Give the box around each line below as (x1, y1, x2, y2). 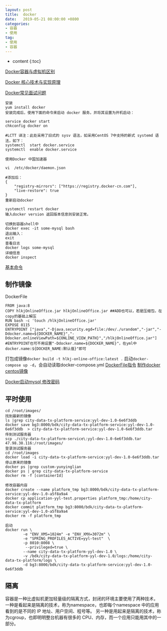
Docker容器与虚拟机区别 (5, 68, 55, 74)
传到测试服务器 (5, 432, 31, 437)
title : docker (5, 12, 37, 17)
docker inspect (5, 255, 37, 260)
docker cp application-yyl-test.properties (5, 496, 97, 501)
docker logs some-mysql (5, 245, 55, 250)
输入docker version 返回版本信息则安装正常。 (5, 211, 91, 217)
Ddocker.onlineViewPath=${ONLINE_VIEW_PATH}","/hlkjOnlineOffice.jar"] (5, 336, 157, 341)
